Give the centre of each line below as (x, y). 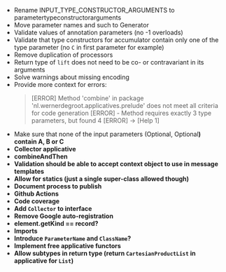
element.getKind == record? (56, 223)
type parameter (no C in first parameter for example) (89, 47)
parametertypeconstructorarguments (68, 18)
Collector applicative (45, 149)
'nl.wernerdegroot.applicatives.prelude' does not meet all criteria (125, 106)
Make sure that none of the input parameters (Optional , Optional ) (107, 134)
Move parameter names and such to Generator (81, 25)
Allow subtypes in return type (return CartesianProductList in (105, 253)
